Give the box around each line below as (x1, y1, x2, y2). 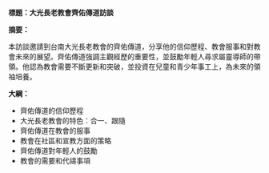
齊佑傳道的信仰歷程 (19, 106, 84, 115)
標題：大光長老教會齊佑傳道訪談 (8, 8, 114, 17)
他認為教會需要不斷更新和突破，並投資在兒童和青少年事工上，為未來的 (22, 62, 254, 71)
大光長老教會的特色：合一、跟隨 (19, 116, 126, 125)
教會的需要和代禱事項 (19, 156, 90, 165)
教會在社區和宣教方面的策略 (19, 136, 112, 145)
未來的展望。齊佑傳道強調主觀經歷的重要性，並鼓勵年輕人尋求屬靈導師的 (14, 52, 254, 61)
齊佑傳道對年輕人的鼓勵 (19, 146, 98, 155)
